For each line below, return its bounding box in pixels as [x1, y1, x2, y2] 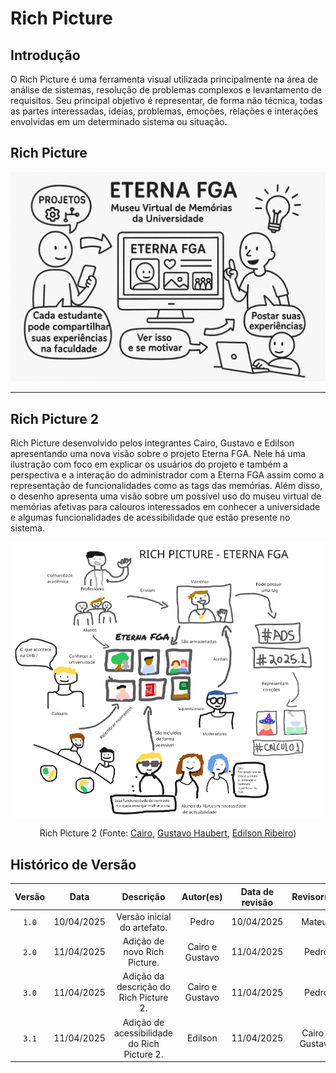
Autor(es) [181, 891, 223, 903]
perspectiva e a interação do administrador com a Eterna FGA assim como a [10, 469, 325, 481]
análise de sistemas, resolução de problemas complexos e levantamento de [10, 84, 322, 96]
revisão [241, 896, 274, 908]
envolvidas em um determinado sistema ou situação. [10, 116, 228, 127]
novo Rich [123, 946, 165, 958]
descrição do [116, 981, 171, 993]
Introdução [10, 47, 81, 64]
